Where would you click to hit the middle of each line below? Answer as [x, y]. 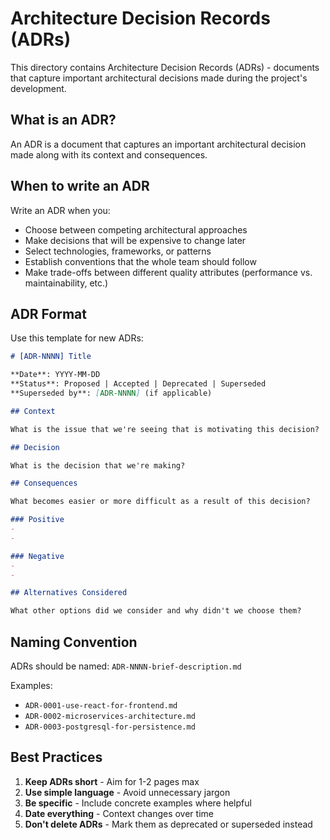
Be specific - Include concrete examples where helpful [138, 803]
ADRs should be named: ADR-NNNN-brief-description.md [126, 666]
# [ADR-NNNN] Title [51, 357]
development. [38, 88]
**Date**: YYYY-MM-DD [55, 375]
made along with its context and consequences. [109, 154]
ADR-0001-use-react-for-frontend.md [101, 705]
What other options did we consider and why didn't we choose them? [156, 611]
